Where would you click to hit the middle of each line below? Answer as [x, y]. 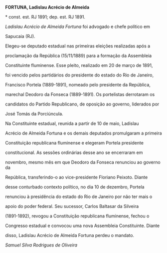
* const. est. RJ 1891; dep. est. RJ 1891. [45, 17]
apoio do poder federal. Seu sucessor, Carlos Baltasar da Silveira [72, 206]
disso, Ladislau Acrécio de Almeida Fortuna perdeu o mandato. [70, 235]
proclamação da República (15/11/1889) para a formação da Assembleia [79, 55]
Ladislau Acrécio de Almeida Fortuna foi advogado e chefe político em [78, 26]
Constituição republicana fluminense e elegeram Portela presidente [74, 143]
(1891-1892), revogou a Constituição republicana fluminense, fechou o [77, 216]
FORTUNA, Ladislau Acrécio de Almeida [47, 7]
